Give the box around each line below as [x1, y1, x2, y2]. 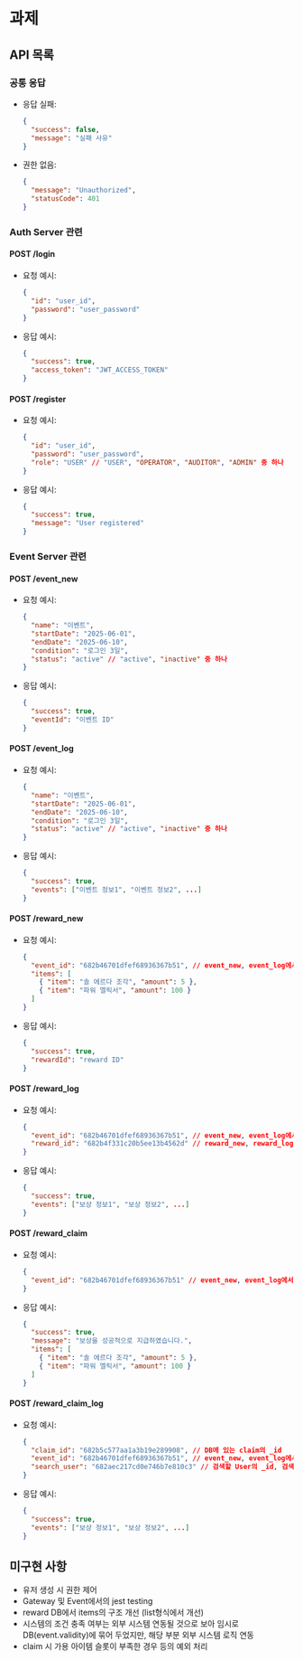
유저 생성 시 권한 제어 [22, 1584, 97, 1596]
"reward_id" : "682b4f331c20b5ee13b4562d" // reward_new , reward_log [31, 1139, 294, 1148]
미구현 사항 [9, 1559, 68, 1574]
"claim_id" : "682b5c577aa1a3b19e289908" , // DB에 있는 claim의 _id [31, 1446, 282, 1455]
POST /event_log [9, 743, 74, 754]
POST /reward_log [9, 1083, 79, 1094]
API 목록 [9, 47, 54, 62]
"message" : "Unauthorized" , [31, 186, 137, 195]
